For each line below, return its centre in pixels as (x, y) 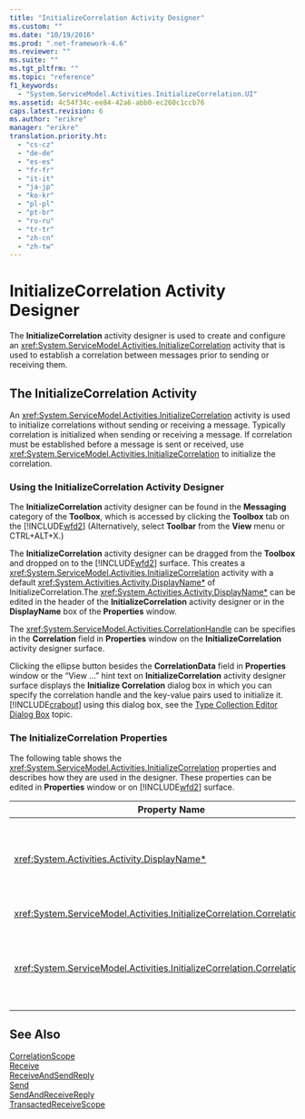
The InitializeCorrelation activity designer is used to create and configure (148, 336)
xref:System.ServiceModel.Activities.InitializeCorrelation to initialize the (143, 454)
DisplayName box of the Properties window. (93, 611)
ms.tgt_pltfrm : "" (44, 69)
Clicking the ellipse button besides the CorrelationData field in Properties (148, 666)
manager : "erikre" (44, 128)
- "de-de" (36, 153)
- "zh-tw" (36, 247)
